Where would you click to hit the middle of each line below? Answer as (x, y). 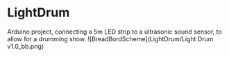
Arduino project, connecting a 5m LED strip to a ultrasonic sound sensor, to (114, 32)
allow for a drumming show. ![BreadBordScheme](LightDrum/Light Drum (110, 38)
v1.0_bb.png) (26, 46)
